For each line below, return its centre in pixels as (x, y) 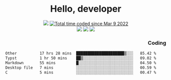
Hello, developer (86, 9)
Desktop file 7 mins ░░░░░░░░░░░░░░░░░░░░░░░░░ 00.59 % (81, 68)
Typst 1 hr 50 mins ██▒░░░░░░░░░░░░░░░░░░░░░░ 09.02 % (81, 58)
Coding (157, 43)
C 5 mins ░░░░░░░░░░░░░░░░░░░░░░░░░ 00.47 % (81, 72)
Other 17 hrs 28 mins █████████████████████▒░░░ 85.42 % (81, 54)
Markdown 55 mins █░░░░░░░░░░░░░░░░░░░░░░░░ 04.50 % (81, 63)
